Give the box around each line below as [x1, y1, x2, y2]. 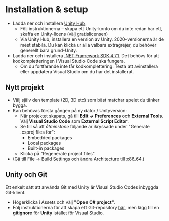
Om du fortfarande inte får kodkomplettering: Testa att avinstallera [20, 63, 158, 69]
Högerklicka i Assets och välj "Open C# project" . [12, 199, 115, 205]
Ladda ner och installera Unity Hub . [12, 20, 87, 26]
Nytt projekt [5, 83, 44, 92]
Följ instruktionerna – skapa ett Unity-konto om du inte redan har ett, [20, 25, 163, 31]
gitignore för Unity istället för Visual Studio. [12, 210, 104, 216]
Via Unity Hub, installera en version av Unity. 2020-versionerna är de [20, 36, 164, 42]
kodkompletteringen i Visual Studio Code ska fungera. [12, 58, 125, 64]
